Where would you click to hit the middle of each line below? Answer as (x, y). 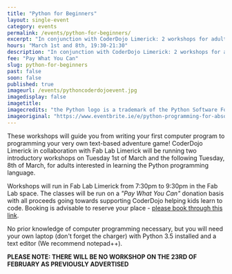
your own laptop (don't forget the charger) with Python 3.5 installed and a (112, 236)
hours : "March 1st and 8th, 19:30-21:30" (68, 46)
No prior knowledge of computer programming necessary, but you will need (115, 228)
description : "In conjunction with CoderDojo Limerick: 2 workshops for (114, 52)
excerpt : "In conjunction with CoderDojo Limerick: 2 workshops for (108, 39)
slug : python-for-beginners (48, 65)
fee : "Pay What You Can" (43, 59)
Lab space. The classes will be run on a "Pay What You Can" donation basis (116, 193)
